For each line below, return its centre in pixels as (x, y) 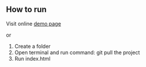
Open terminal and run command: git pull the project (77, 52)
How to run (26, 10)
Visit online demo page (33, 23)
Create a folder (33, 46)
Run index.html (32, 58)
